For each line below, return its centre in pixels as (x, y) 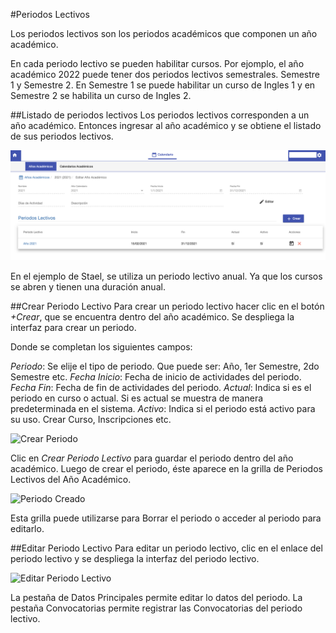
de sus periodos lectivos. (62, 136)
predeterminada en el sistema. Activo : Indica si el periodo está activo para (163, 409)
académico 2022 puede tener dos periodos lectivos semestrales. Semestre (165, 74)
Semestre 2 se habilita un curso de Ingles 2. (101, 95)
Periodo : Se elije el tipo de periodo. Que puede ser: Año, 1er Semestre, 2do (165, 366)
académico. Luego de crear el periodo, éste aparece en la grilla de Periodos (166, 469)
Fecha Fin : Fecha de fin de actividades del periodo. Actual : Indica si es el (161, 388)
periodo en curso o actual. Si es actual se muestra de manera (137, 398)
